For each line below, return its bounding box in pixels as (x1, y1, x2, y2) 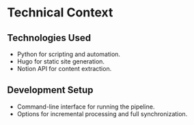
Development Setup (7, 84, 94, 96)
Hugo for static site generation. (16, 57, 105, 66)
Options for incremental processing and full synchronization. (16, 109, 188, 117)
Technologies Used (7, 32, 91, 44)
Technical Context (7, 5, 113, 20)
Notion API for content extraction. (16, 65, 112, 72)
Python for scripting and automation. (16, 50, 121, 58)
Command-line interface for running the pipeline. (16, 102, 155, 111)
